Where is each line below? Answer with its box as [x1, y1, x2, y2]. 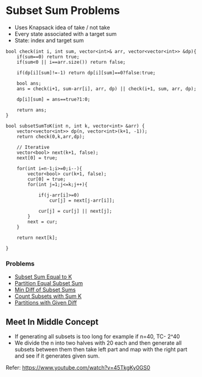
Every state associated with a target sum [14, 30, 117, 37]
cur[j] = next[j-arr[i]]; [49, 197, 115, 204]
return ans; [16, 107, 47, 113]
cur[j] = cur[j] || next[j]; [38, 208, 113, 214]
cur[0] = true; [27, 176, 66, 182]
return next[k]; [16, 235, 58, 241]
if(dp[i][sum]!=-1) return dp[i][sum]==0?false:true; [16, 69, 156, 76]
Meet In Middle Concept [5, 317, 99, 327]
